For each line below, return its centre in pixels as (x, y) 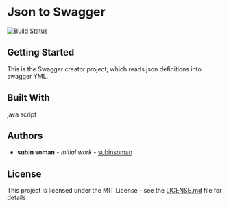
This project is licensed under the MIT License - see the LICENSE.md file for (114, 191)
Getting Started (41, 52)
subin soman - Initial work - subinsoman (74, 152)
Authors (25, 135)
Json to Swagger (56, 12)
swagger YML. (28, 76)
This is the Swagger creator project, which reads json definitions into (105, 69)
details (16, 198)
